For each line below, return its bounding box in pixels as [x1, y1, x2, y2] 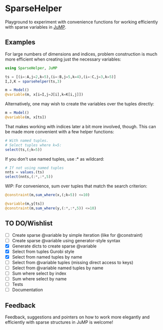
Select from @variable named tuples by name [12, 265, 103, 271]
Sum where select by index [12, 270, 66, 276]
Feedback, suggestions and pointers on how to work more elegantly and [5, 314, 150, 320]
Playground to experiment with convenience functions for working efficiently [5, 19, 158, 25]
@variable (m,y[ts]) [5, 201, 45, 206]
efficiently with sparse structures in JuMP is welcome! [5, 319, 114, 325]
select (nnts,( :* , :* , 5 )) [5, 174, 53, 180]
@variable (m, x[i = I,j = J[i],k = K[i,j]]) [5, 92, 83, 97]
